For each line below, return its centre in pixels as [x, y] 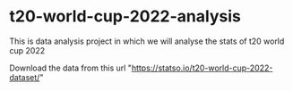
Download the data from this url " [71, 68]
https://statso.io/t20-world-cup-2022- [202, 68]
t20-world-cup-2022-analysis [125, 17]
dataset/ [25, 77]
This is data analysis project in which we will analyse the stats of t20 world [147, 41]
